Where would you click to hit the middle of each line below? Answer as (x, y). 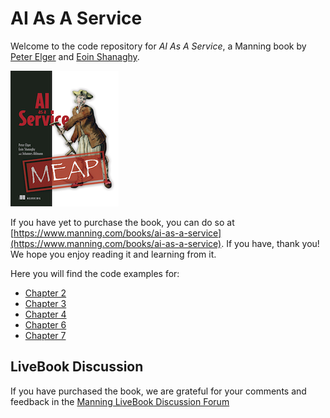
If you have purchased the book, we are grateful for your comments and (158, 391)
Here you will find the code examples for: (95, 273)
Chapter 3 (45, 303)
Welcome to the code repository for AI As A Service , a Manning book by (158, 46)
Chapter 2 (45, 293)
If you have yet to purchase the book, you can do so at (122, 222)
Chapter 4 (45, 314)
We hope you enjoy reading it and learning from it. (113, 254)
